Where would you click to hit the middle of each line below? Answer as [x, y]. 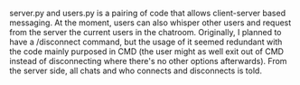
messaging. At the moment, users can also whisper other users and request [150, 23]
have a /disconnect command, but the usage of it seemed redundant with [146, 42]
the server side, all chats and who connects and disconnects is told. [136, 71]
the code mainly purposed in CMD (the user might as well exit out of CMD [147, 52]
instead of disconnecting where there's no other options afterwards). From [148, 61]
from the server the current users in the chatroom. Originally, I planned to [145, 32]
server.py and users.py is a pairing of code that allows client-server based [148, 13]
